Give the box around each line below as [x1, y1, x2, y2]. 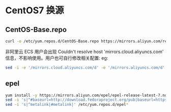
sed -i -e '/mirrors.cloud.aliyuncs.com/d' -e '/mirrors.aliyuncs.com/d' [5, 65, 165, 70]
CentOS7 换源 [5, 5, 64, 16]
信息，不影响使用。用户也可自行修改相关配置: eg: [5, 54, 108, 61]
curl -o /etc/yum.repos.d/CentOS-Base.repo [5, 39, 99, 44]
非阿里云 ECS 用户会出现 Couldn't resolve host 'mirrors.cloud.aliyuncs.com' [5, 48, 164, 54]
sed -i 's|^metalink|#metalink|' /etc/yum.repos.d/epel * [5, 102, 129, 107]
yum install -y [5, 93, 38, 98]
